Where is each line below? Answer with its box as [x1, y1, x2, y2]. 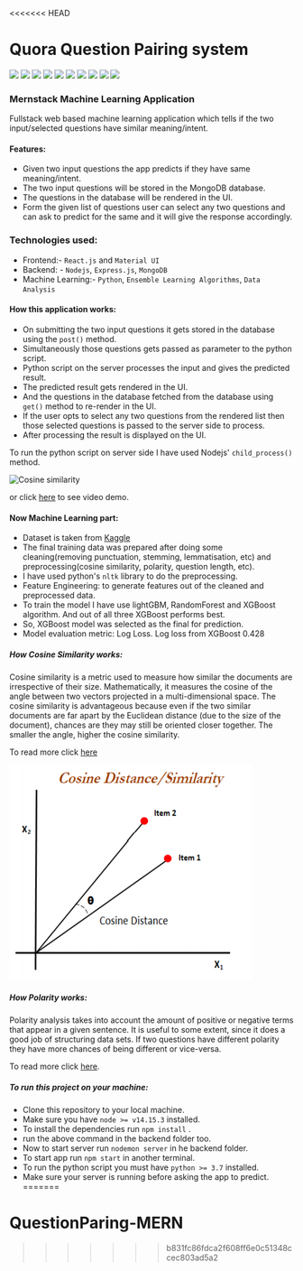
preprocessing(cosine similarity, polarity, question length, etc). [22, 561, 255, 572]
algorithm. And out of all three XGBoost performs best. [22, 609, 225, 620]
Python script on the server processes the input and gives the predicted [22, 362, 290, 373]
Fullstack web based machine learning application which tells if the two [9, 113, 274, 125]
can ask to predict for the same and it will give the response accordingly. [22, 211, 293, 222]
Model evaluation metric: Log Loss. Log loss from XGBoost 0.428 [22, 628, 265, 639]
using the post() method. [22, 333, 117, 344]
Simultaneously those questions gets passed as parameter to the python [22, 343, 292, 354]
